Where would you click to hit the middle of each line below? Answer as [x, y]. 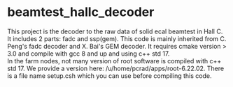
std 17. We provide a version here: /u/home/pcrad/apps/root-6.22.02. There [116, 68]
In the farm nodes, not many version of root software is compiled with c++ [114, 61]
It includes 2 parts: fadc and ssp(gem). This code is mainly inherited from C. [117, 38]
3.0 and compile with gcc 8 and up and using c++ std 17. [89, 54]
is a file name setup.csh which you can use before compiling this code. [110, 76]
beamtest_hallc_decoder [81, 12]
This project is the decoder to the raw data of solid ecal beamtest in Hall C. [115, 31]
